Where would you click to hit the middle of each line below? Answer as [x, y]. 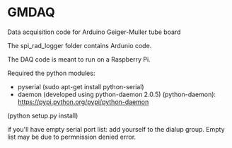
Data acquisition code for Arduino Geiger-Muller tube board [94, 32]
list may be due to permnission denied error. [72, 137]
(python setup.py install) [43, 115]
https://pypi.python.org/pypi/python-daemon [83, 102]
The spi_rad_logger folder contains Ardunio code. [80, 45]
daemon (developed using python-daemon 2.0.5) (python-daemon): [117, 94]
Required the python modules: [51, 73]
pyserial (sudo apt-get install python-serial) [81, 86]
